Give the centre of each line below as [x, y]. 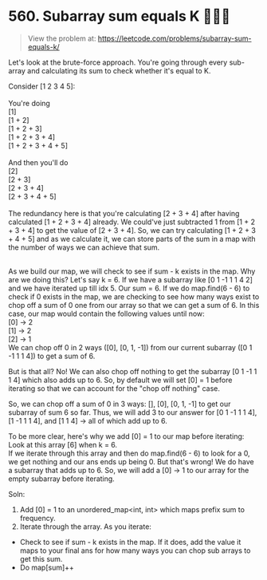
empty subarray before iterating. [62, 479]
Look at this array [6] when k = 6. [63, 444]
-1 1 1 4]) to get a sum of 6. [52, 356]
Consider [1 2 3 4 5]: [42, 86]
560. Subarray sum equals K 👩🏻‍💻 [120, 16]
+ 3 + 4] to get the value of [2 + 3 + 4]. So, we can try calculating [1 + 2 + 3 [132, 230]
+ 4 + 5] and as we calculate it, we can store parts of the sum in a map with [132, 239]
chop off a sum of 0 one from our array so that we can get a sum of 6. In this [134, 305]
